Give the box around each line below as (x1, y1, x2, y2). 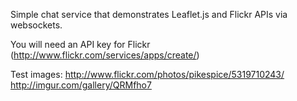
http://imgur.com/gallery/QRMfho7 (10, 79, 152, 91)
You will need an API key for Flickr (10, 39, 151, 50)
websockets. (10, 19, 63, 31)
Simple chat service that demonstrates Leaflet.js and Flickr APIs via (10, 9, 288, 20)
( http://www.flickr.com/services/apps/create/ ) (10, 49, 200, 61)
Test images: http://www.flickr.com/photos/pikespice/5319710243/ (10, 69, 285, 80)
